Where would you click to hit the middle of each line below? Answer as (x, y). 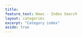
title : (12, 9)
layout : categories (25, 18)
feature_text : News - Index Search (41, 14)
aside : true (17, 27)
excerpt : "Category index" (32, 23)
